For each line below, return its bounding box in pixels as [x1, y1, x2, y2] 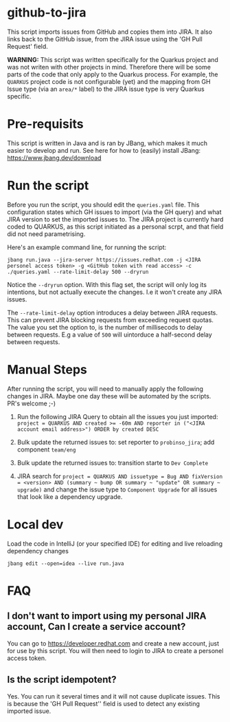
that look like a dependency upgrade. [16, 492, 123, 500]
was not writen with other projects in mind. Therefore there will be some [7, 63, 211, 71]
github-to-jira [7, 5, 87, 21]
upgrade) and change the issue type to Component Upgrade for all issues [16, 485, 218, 493]
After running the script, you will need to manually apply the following [7, 384, 204, 393]
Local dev [7, 516, 64, 532]
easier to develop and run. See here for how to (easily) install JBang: [7, 146, 201, 154]
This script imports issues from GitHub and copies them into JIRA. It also [7, 28, 213, 36]
